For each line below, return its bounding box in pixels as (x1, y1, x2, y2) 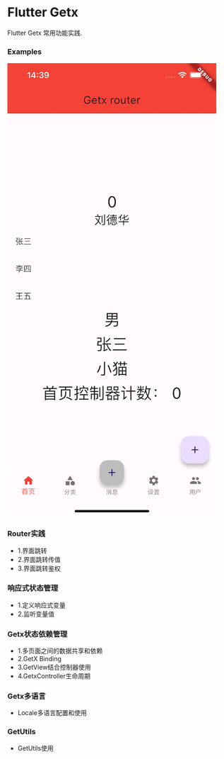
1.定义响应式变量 (17, 600, 66, 609)
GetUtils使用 (17, 743, 54, 752)
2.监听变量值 (17, 609, 55, 618)
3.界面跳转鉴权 (17, 564, 61, 573)
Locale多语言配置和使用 (17, 709, 87, 717)
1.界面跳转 (17, 546, 47, 555)
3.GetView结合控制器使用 (17, 663, 92, 672)
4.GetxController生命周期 (17, 672, 90, 680)
